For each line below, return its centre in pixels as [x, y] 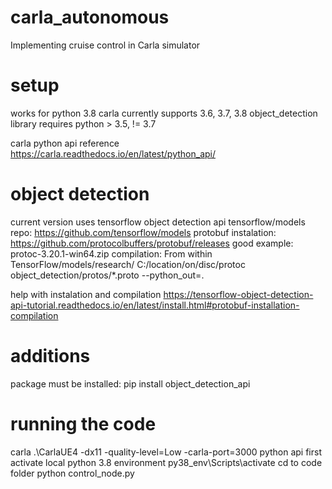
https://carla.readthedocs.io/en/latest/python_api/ [113, 153]
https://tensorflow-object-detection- [238, 294]
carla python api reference [65, 143]
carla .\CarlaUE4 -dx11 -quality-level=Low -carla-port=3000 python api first [166, 452]
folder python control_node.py [72, 473]
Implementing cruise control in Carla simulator [105, 45]
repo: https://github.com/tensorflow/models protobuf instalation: [143, 232]
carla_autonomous [90, 17]
